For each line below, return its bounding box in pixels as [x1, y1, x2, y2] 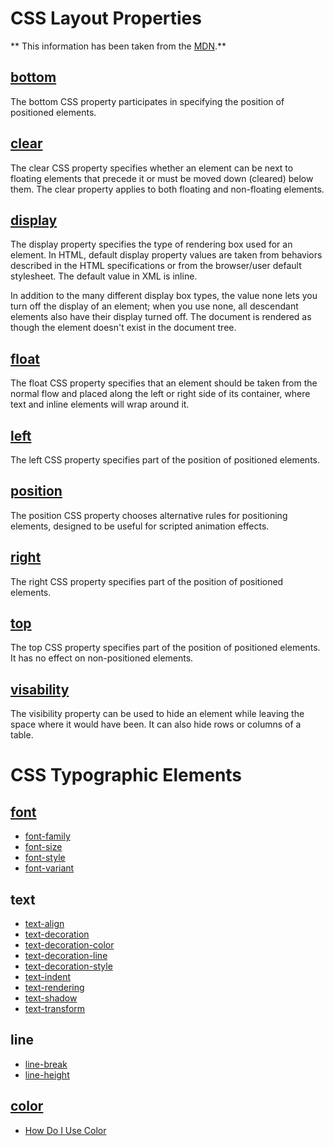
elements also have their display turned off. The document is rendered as [10, 311, 312, 323]
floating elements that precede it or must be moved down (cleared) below [10, 172, 314, 184]
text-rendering [24, 982, 85, 994]
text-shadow [24, 992, 78, 1004]
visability [10, 681, 70, 698]
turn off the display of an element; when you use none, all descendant [10, 300, 299, 312]
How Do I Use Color [24, 1124, 107, 1136]
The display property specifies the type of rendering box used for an [10, 238, 293, 251]
